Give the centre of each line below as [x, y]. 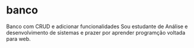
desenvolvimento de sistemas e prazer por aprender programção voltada [96, 32]
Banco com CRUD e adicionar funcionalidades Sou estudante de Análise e [97, 26]
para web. [18, 39]
